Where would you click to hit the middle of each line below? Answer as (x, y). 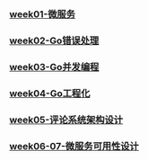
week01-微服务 (43, 13)
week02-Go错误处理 (54, 40)
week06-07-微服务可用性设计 (74, 146)
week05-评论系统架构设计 (66, 120)
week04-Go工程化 (50, 93)
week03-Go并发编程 (54, 67)
